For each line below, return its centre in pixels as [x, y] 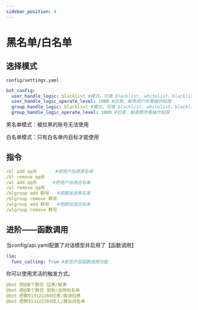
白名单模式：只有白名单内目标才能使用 [52, 137]
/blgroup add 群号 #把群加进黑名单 [48, 193]
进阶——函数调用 [37, 230]
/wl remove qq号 [26, 188]
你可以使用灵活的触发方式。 [40, 274]
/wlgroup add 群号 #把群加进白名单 [48, 204]
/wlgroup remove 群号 [32, 210]
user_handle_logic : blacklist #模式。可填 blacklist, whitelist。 [92, 96]
